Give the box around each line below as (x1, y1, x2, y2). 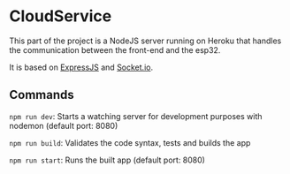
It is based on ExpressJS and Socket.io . (9, 62, 153, 72)
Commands (9, 87, 75, 102)
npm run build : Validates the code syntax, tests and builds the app (9, 137, 251, 148)
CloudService (9, 6, 112, 26)
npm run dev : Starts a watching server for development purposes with (9, 110, 263, 121)
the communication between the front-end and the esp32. (9, 44, 221, 55)
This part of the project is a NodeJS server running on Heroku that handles (9, 35, 282, 46)
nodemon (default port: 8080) (9, 120, 118, 131)
